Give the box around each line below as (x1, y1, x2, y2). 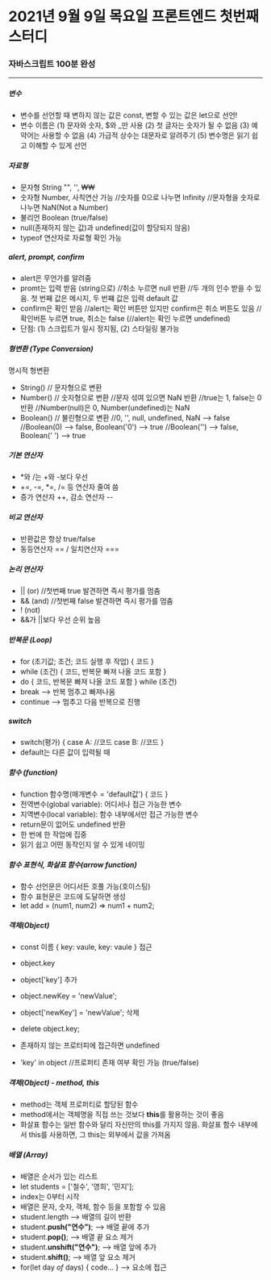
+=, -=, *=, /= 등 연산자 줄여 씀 (19, 482, 119, 492)
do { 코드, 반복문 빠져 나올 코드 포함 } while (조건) (19, 677, 177, 687)
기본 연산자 (8, 450, 43, 460)
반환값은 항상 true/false (19, 534, 96, 544)
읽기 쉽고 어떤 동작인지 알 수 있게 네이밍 (19, 840, 145, 850)
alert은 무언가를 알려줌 (19, 274, 92, 283)
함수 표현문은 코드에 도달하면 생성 (19, 892, 127, 901)
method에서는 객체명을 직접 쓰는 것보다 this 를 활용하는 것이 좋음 (19, 1110, 224, 1119)
